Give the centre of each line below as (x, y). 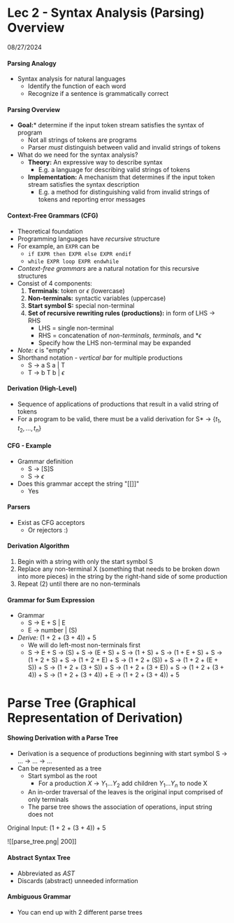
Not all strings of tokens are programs (82, 140)
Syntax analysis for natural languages (71, 79)
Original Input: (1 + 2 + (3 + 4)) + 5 (57, 828)
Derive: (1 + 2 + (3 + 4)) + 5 (57, 637)
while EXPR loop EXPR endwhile (73, 261)
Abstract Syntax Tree (39, 857)
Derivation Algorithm (38, 546)
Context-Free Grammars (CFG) (53, 216)
